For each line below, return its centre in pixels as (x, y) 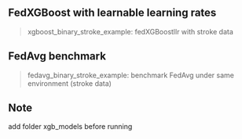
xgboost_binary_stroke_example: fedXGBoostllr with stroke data (130, 31)
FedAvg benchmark (57, 57)
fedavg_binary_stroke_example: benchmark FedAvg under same (130, 75)
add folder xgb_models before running (70, 127)
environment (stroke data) (70, 83)
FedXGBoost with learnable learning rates (112, 13)
